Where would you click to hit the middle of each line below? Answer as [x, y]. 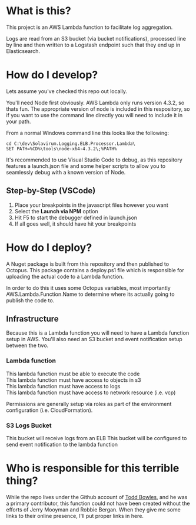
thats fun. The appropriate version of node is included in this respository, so [98, 109]
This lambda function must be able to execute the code [73, 374]
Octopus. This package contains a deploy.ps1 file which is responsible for [95, 270]
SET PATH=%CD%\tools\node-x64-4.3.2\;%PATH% [62, 148]
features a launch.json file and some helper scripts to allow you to [86, 166]
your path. [19, 121]
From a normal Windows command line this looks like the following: [88, 133]
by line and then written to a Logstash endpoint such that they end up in [93, 45]
